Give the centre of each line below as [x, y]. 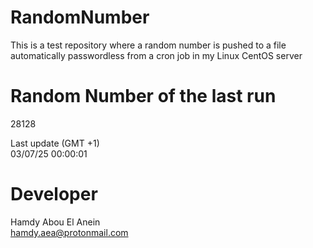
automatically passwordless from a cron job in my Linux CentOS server [156, 55]
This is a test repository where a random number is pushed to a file [148, 45]
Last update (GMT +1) [55, 143]
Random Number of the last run [143, 96]
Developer [54, 194]
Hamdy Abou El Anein [55, 222]
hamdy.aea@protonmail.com [69, 232]
